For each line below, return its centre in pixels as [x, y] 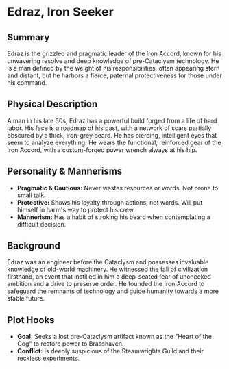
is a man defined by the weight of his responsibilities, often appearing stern [114, 68]
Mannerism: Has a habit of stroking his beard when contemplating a [113, 217]
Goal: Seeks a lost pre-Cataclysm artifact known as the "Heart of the [114, 337]
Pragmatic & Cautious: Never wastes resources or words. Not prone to [118, 188]
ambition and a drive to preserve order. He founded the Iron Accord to [106, 284]
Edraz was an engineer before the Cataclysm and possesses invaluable [108, 262]
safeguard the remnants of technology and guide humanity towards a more [113, 291]
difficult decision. [41, 224]
